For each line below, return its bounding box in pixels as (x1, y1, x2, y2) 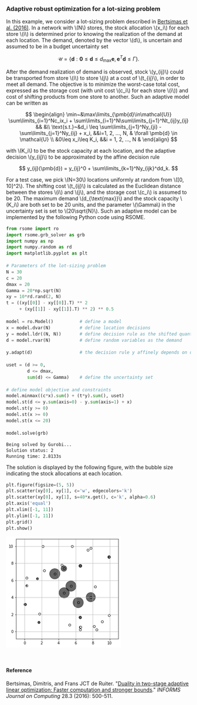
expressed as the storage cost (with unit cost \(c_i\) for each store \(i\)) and (6, 87, 189, 94)
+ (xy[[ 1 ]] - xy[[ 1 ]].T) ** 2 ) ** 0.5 (19, 306, 114, 313)
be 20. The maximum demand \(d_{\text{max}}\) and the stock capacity (6, 194, 179, 202)
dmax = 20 (6, 281, 30, 287)
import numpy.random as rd (6, 244, 72, 250)
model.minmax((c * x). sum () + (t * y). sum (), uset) (6, 393, 125, 399)
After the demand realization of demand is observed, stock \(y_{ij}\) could (6, 68, 184, 75)
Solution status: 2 (6, 447, 54, 454)
